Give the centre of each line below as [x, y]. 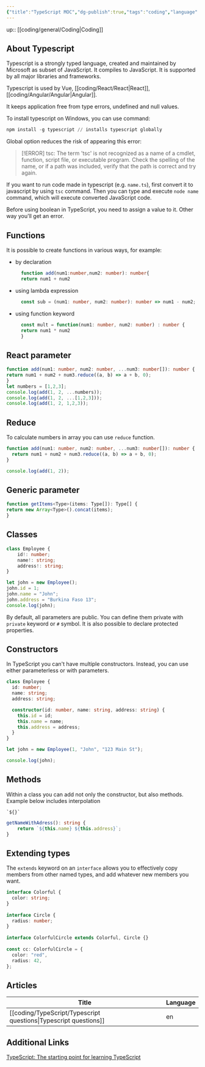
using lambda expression [47, 290]
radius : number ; [32, 921]
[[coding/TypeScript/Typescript [55, 1013]
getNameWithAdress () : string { [46, 823]
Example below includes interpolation [53, 801]
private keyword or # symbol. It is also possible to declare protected [92, 624]
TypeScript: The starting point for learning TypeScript [74, 1057]
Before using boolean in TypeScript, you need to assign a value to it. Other [100, 209]
